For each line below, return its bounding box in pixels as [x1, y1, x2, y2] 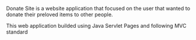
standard [6, 28, 28, 35]
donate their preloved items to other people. [6, 11, 113, 18]
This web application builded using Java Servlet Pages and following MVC [6, 23, 187, 29]
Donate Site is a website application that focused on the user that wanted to [6, 5, 191, 12]
